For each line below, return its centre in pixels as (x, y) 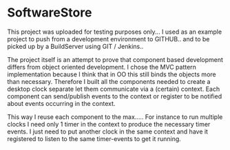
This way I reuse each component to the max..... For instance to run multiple (115, 117)
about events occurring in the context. (61, 103)
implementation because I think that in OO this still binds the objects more (112, 74)
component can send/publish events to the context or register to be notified (115, 96)
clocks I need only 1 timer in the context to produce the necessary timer (109, 124)
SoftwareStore (50, 13)
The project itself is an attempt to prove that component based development (115, 59)
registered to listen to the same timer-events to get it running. (94, 138)
